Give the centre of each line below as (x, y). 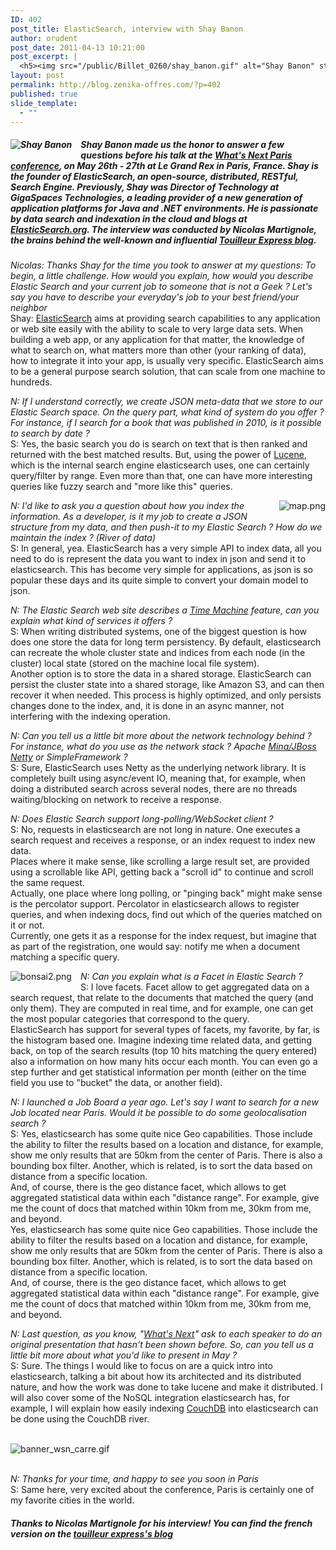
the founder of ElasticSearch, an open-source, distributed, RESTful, (154, 176)
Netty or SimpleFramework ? (69, 757)
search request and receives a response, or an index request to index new (163, 840)
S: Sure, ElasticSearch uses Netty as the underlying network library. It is (158, 768)
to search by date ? (50, 433)
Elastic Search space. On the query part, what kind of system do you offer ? (167, 412)
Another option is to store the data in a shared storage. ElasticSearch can (161, 674)
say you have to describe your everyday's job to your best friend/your (155, 297)
